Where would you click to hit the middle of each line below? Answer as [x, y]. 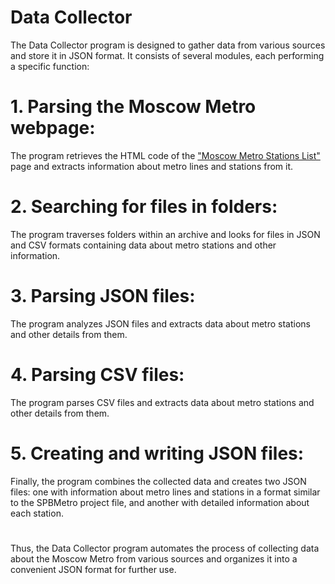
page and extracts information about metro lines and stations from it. [152, 166]
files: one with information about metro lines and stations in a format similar [165, 492]
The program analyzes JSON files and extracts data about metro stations [160, 323]
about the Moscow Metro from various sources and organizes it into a [154, 558]
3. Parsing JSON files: [103, 296]
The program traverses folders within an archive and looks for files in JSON [165, 234]
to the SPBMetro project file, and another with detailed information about [160, 502]
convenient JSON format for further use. [93, 569]
